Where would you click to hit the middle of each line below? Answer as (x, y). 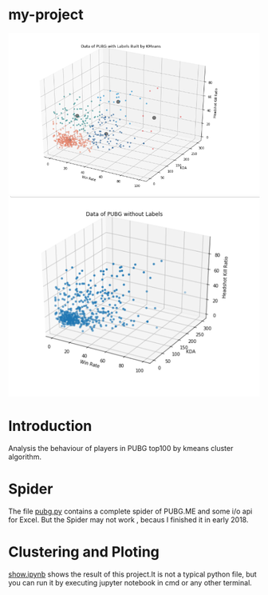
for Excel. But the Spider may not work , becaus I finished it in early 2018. (128, 520)
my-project (46, 15)
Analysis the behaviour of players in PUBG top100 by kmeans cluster (121, 449)
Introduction (50, 426)
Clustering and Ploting (84, 552)
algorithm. (25, 457)
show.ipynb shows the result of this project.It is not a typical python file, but (132, 574)
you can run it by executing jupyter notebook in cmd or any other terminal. (130, 583)
